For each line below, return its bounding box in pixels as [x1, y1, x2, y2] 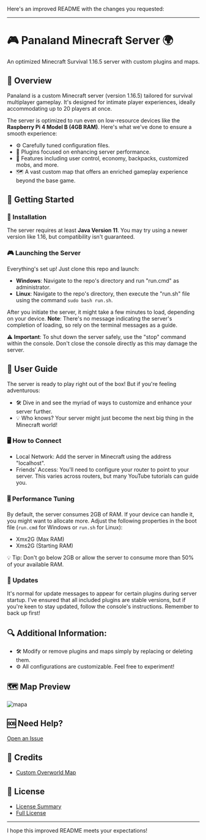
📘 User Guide [7, 364, 58, 374]
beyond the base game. [15, 177, 76, 184]
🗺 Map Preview [7, 682, 71, 692]
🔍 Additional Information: [7, 628, 107, 638]
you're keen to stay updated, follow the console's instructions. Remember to [7, 603, 199, 611]
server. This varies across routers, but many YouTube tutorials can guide [15, 472, 199, 480]
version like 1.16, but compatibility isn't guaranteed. [7, 233, 135, 240]
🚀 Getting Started [7, 195, 75, 205]
